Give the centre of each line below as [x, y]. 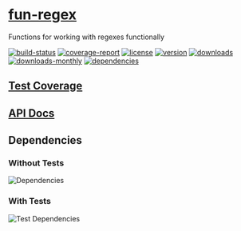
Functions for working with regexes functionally [87, 37]
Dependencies [45, 140]
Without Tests [36, 163]
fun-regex [43, 15]
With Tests [30, 201]
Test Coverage [45, 86]
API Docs [32, 113]
